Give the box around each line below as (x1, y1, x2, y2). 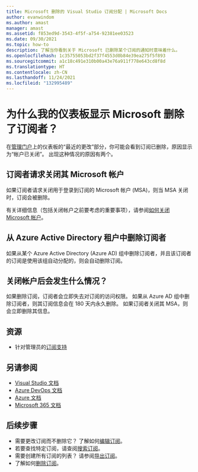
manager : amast (6, 25, 44, 31)
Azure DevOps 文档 (14, 387, 63, 394)
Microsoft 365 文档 (14, 402, 61, 409)
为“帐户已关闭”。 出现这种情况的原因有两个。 (6, 150, 117, 158)
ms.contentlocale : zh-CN (6, 69, 68, 75)
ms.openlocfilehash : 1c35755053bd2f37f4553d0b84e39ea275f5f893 (6, 53, 166, 59)
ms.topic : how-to (6, 42, 49, 48)
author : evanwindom (6, 14, 55, 20)
